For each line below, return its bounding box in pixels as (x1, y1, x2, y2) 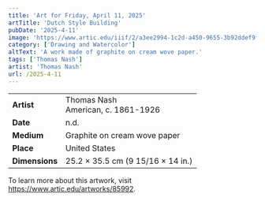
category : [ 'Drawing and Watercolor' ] (8, 41, 136, 49)
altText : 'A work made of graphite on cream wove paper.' (8, 48, 203, 56)
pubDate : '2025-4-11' (8, 26, 80, 34)
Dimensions (12, 155, 58, 166)
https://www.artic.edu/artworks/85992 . (8, 184, 136, 193)
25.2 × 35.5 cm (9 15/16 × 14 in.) (65, 155, 193, 166)
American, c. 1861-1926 (65, 104, 160, 115)
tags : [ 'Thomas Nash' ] (8, 56, 83, 64)
